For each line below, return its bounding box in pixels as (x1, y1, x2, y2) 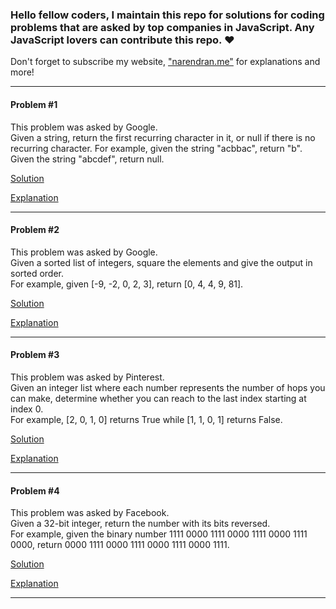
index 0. (10, 403, 44, 415)
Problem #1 (10, 98, 58, 110)
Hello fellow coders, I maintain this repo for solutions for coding (10, 8, 325, 22)
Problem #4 (10, 484, 60, 497)
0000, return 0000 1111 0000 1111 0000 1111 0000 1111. (10, 539, 230, 551)
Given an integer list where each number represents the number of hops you (10, 381, 326, 393)
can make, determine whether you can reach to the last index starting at (10, 392, 307, 404)
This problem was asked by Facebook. (10, 507, 170, 519)
